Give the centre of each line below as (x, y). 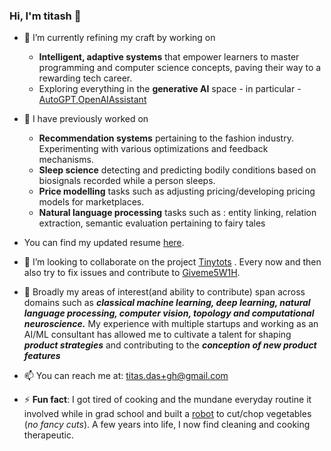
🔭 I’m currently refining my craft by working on (119, 38)
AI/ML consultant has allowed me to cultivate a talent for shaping (157, 335)
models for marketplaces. (91, 202)
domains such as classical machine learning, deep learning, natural (167, 303)
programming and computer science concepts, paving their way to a (180, 68)
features (42, 356)
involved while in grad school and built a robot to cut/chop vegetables (167, 414)
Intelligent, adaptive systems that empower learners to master (169, 57)
